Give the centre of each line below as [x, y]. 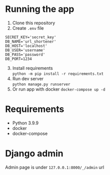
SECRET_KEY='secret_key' [31, 37]
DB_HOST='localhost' [27, 46]
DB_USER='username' [25, 50]
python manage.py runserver [41, 84]
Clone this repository [34, 23]
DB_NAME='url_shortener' [31, 41]
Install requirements [32, 68]
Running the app [40, 9]
